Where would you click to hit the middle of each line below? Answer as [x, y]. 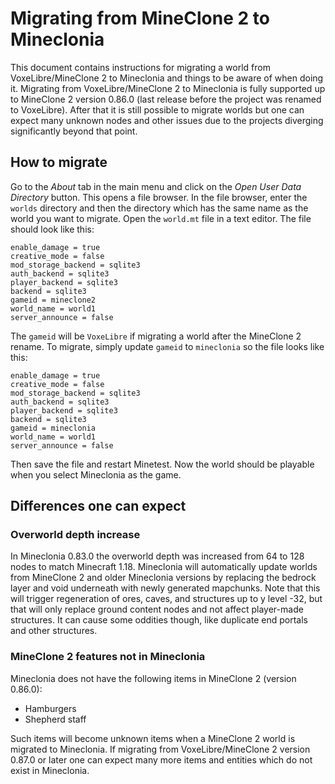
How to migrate [59, 162]
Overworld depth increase [75, 535]
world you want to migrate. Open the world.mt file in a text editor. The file [161, 218]
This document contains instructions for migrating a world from [140, 67]
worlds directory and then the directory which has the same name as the [159, 208]
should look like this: [52, 229]
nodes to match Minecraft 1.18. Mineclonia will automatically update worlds [164, 567]
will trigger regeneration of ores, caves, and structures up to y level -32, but [166, 599]
